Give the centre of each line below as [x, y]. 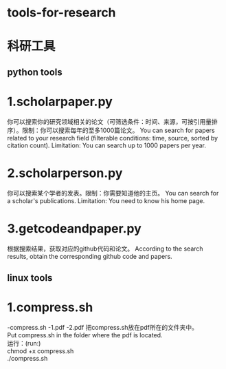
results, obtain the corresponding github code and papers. [90, 256]
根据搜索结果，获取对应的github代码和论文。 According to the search [105, 249]
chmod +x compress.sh [41, 351]
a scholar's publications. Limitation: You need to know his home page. [106, 200]
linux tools [30, 278]
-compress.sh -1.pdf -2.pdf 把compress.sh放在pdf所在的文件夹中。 [102, 327]
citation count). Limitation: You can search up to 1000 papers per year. [106, 145]
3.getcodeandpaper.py [75, 228]
